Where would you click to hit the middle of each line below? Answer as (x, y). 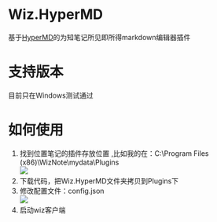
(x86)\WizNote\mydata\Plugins (69, 162)
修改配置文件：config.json (62, 191)
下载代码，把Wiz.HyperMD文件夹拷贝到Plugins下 (99, 181)
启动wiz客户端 (42, 209)
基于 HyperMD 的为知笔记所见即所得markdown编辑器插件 (99, 37)
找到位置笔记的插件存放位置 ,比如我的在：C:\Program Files (114, 153)
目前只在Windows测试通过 (51, 95)
